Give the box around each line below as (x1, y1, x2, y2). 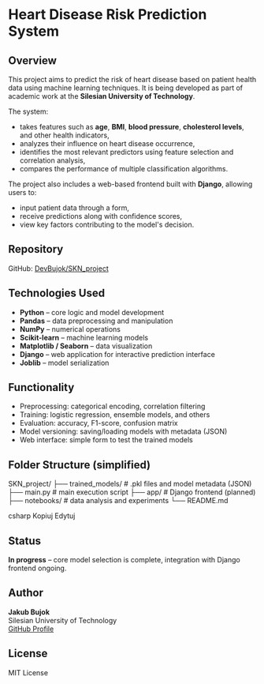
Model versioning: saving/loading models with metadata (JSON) (19, 427, 228, 436)
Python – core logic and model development (19, 307, 165, 317)
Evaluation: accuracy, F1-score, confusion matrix (19, 419, 179, 428)
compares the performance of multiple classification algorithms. (19, 164, 229, 173)
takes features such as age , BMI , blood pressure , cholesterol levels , (19, 122, 244, 131)
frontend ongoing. (8, 563, 67, 573)
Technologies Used (8, 287, 105, 300)
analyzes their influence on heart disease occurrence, (19, 139, 195, 148)
